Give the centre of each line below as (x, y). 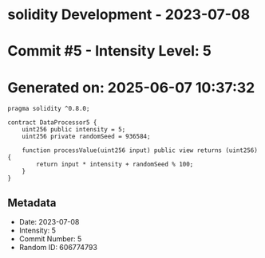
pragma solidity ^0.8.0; (49, 109)
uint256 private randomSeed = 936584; (86, 137)
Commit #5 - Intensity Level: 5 (110, 51)
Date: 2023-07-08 (49, 222)
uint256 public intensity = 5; (74, 130)
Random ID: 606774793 (58, 248)
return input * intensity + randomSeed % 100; (115, 165)
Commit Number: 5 (50, 239)
